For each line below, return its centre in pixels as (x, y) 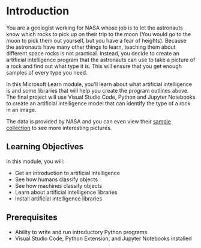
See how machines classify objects (58, 185)
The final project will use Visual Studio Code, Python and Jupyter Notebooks (101, 97)
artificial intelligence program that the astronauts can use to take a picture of (101, 60)
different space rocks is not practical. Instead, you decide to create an (93, 53)
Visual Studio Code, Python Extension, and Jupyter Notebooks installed (103, 238)
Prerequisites (32, 218)
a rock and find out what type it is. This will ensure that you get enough (94, 66)
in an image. (21, 110)
